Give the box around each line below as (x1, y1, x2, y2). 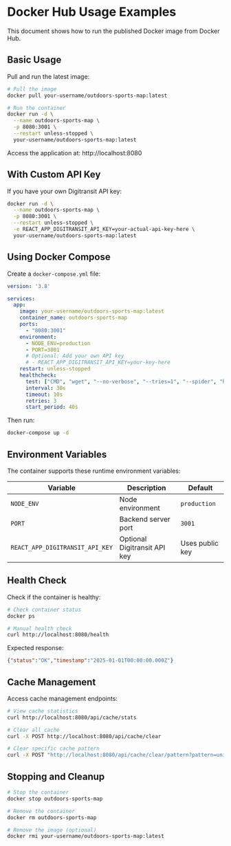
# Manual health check (7, 625, 72, 632)
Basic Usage (7, 54, 62, 66)
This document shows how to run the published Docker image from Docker (7, 27, 220, 35)
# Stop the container (7, 789, 69, 796)
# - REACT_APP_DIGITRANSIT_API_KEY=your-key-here (25, 359, 170, 366)
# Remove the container (7, 808, 76, 814)
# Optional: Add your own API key (25, 353, 125, 359)
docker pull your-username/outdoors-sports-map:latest (7, 92, 168, 99)
